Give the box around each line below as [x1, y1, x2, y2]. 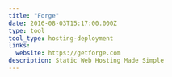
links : [8, 42, 31, 50]
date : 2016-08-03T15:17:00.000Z [8, 19, 117, 27]
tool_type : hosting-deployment [8, 34, 114, 43]
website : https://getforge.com [15, 49, 121, 57]
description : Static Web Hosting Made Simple [8, 57, 164, 65]
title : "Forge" [8, 11, 60, 20]
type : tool [8, 26, 45, 34]
